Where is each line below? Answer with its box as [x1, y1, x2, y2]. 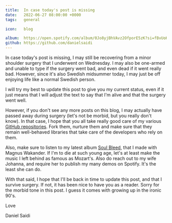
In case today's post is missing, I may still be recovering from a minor [5, 54, 152, 61]
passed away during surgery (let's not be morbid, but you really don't [5, 113, 152, 119]
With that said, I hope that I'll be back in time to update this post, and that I [5, 176, 162, 182]
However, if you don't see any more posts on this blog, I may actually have [5, 107, 162, 113]
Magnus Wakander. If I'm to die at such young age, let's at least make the [5, 150, 160, 156]
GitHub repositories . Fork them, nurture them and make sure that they [5, 124, 153, 129]
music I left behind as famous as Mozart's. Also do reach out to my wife [5, 155, 157, 161]
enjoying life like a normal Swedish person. [5, 77, 96, 82]
